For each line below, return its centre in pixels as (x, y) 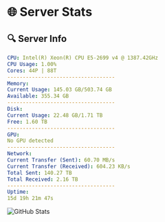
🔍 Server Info (37, 38)
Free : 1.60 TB (27, 122)
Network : (20, 154)
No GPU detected (30, 141)
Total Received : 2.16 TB (43, 179)
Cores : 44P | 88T (32, 70)
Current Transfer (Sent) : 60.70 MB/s (61, 160)
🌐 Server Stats (50, 12)
